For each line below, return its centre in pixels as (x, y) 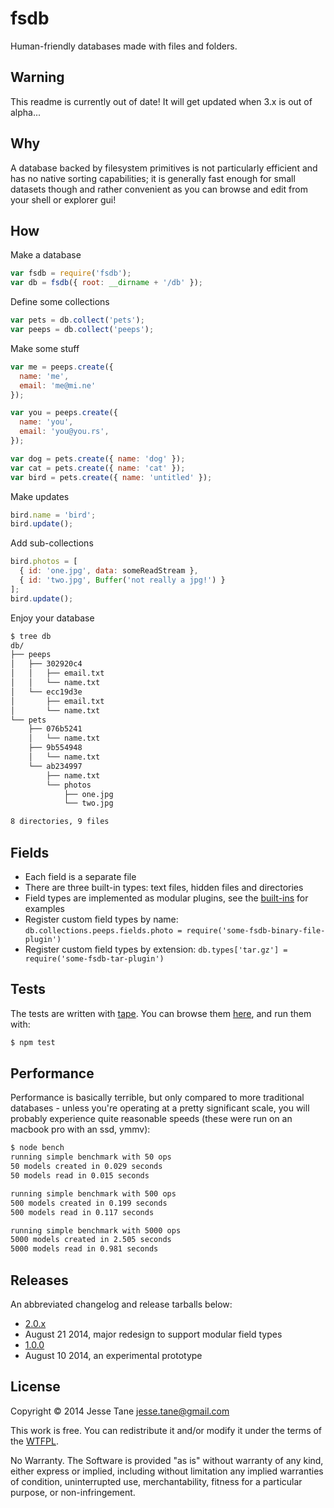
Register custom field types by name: (101, 919)
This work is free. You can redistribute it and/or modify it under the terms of (166, 1430)
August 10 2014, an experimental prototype (113, 1355)
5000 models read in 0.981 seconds (84, 1249)
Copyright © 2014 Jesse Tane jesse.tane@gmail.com (120, 1411)
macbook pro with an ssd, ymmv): (80, 1129)
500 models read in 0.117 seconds (82, 1212)
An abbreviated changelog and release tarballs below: (121, 1304)
